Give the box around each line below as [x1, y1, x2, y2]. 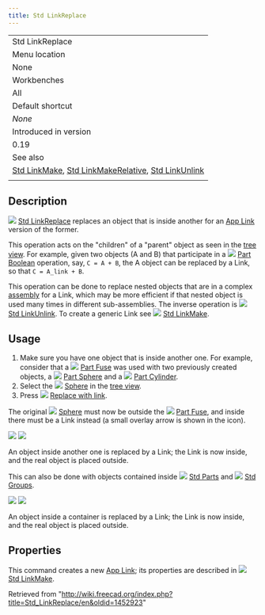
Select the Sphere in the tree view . [19, 381, 142, 391]
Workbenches [12, 74, 65, 86]
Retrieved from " [8, 590, 62, 599]
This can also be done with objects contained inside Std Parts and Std [8, 472, 256, 482]
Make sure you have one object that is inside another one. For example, [19, 353, 253, 363]
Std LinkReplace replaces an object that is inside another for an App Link [17, 216, 255, 226]
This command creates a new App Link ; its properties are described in [8, 566, 237, 575]
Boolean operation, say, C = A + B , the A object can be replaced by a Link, [8, 258, 251, 268]
